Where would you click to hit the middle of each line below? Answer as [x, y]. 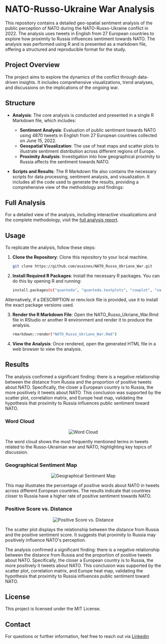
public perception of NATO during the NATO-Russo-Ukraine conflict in [77, 28]
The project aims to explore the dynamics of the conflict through [71, 77]
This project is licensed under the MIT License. [53, 609]
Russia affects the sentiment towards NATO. [65, 161]
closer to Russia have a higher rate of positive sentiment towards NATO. [79, 496]
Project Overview [32, 65]
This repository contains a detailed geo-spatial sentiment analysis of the [79, 23]
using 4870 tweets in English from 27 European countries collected [88, 135]
